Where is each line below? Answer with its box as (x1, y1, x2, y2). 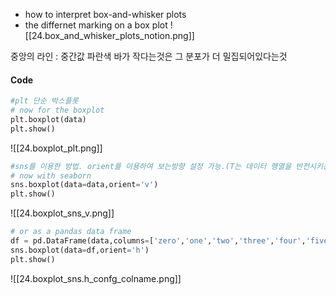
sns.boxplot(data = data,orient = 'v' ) (10, 180, 159, 190)
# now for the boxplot (10, 105, 105, 116)
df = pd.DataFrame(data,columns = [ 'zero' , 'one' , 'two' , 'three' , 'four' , (10, 236, 307, 246)
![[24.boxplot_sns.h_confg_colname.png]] (10, 272, 182, 284)
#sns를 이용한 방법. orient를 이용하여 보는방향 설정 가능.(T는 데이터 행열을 (10, 161, 292, 171)
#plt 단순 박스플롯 (10, 96, 79, 106)
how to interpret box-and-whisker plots (24, 9, 187, 20)
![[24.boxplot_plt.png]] (10, 142, 103, 154)
